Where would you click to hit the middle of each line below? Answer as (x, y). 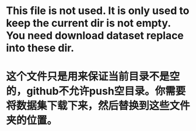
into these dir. (40, 48)
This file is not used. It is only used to (98, 11)
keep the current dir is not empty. (88, 23)
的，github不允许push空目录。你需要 (96, 91)
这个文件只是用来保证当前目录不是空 (93, 77)
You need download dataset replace (95, 36)
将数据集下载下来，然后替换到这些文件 (98, 106)
